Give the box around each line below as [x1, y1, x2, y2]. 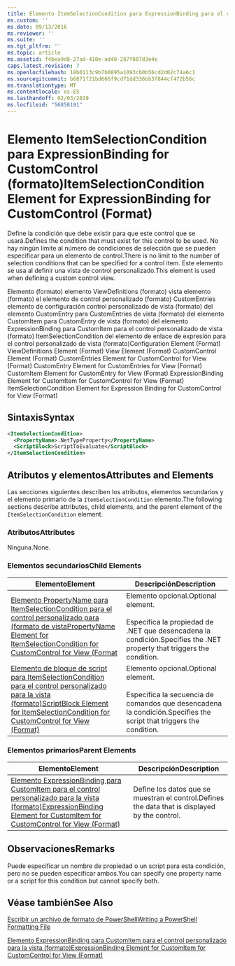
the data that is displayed [132, 801, 215, 811]
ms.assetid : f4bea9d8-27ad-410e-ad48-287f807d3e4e [7, 56, 158, 63]
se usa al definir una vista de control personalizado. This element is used [7, 266, 215, 274]
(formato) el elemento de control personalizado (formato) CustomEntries [7, 295, 216, 303]
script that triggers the [126, 715, 200, 725]
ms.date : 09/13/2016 [7, 23, 68, 30]
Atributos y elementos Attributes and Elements [7, 469, 214, 481]
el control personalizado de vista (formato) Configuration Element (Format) [7, 339, 221, 347]
